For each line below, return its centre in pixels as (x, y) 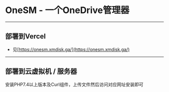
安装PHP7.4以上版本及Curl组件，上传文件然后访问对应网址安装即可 (74, 84)
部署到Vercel (26, 36)
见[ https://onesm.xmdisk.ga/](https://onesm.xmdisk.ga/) (71, 49)
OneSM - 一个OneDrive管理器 (67, 10)
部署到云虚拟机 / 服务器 (41, 71)
